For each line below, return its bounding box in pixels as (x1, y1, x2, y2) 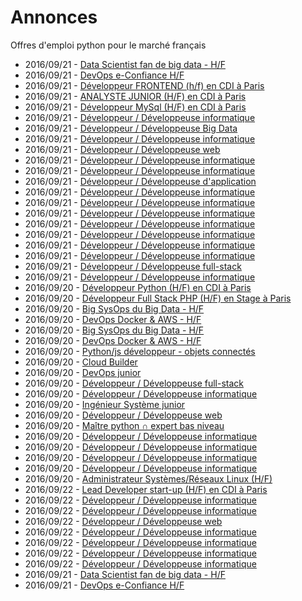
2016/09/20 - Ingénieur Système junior (24, 398, 186, 410)
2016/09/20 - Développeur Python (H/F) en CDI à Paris (24, 281, 252, 293)
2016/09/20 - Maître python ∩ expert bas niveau (24, 419, 225, 431)
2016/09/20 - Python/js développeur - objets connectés (24, 345, 256, 357)
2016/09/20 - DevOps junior (24, 366, 142, 378)
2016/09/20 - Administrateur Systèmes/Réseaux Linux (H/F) (24, 472, 273, 485)
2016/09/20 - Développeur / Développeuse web (24, 409, 223, 421)
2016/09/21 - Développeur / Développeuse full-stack (24, 260, 242, 272)
